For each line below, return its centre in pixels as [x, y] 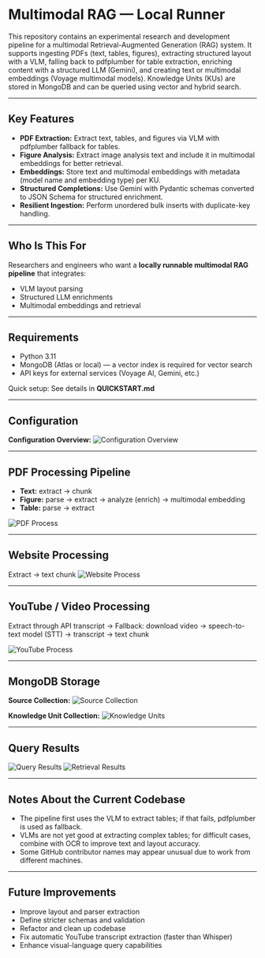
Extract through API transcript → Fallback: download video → [107, 626]
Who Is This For [47, 246]
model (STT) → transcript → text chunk [86, 634]
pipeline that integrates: [47, 273]
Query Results [44, 748]
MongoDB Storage [54, 682]
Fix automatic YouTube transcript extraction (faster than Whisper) [126, 937]
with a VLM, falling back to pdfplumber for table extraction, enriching [120, 62]
